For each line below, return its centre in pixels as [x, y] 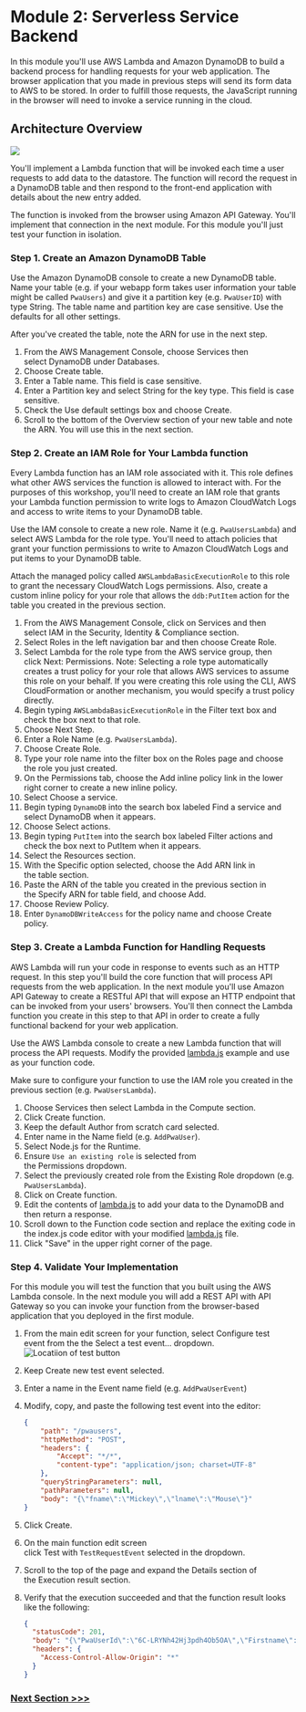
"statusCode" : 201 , [69, 1632]
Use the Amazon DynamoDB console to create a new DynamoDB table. [143, 278]
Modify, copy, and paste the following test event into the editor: [142, 1405]
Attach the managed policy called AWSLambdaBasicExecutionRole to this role [150, 576]
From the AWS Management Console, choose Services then [136, 352]
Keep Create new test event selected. [94, 1370]
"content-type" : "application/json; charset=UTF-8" [157, 1465]
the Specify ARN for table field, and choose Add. [115, 894]
